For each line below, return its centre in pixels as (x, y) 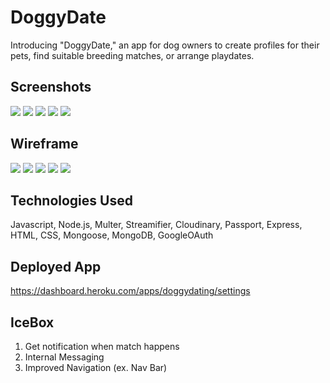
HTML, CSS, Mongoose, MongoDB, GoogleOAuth (112, 235)
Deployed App (56, 266)
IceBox (32, 322)
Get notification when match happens (102, 346)
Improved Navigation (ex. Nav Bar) (96, 367)
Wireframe (44, 144)
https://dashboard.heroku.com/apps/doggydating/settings (130, 291)
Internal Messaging (64, 357)
